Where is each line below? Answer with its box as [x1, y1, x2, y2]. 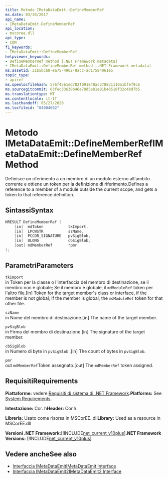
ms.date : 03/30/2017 [5, 12, 49, 17]
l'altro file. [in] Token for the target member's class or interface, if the [5, 290, 147, 296]
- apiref [5, 77, 24, 82]
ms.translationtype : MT [5, 91, 55, 96]
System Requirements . [5, 395, 52, 402]
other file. [5, 300, 25, 306]
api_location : [5, 26, 35, 31]
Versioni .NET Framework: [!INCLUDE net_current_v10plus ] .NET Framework [5, 430, 161, 436]
